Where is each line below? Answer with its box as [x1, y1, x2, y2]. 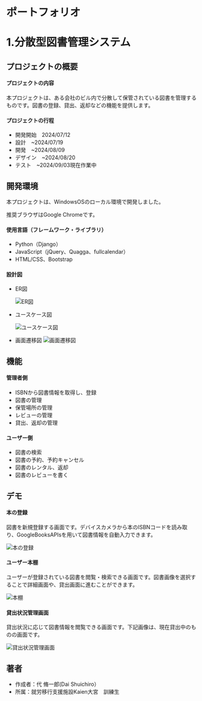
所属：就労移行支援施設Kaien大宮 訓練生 [15, 688, 120, 695]
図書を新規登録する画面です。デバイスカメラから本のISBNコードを [6, 523, 172, 530]
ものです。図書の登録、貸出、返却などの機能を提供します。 [6, 101, 154, 109]
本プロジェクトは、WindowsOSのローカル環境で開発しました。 [6, 198, 165, 205]
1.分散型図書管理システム [6, 36, 131, 49]
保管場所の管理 [15, 404, 53, 411]
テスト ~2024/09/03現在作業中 [15, 162, 97, 169]
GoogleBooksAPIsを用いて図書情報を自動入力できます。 [16, 531, 156, 538]
